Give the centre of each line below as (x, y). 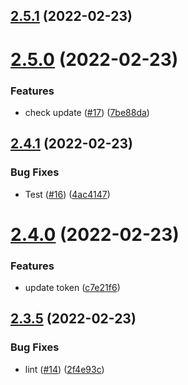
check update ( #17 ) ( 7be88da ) (87, 112)
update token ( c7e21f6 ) (72, 288)
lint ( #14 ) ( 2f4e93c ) (64, 369)
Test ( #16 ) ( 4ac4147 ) (67, 194)
